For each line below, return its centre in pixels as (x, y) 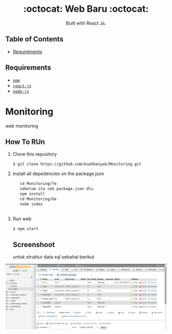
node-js (21, 91)
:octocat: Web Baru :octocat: (86, 9)
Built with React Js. (86, 23)
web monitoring (22, 126)
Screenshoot (34, 245)
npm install (33, 194)
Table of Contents (35, 39)
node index (31, 204)
